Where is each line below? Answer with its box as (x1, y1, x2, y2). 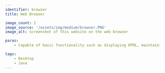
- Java (14, 60, 27, 66)
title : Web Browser (5, 12, 45, 17)
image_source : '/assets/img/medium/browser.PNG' (5, 25, 107, 30)
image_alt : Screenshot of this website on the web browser (5, 30, 129, 35)
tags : (5, 52, 16, 56)
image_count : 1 (5, 20, 36, 25)
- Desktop (14, 56, 34, 61)
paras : (5, 38, 19, 43)
